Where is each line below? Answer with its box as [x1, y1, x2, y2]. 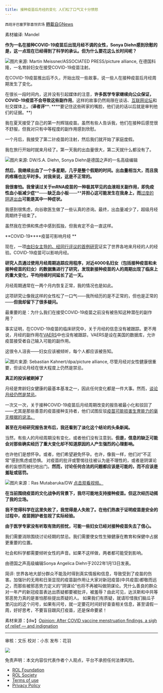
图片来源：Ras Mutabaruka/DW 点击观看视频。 [10, 480, 104, 485]
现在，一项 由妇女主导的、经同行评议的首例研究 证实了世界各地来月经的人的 [5, 243, 154, 249]
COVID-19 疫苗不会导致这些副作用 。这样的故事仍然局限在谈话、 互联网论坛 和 [5, 97, 157, 103]
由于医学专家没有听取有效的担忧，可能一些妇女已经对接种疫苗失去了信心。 [5, 523, 154, 529]
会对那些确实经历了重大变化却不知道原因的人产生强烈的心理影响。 [5, 441, 137, 446]
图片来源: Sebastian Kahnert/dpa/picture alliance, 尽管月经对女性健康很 [10, 359, 152, 365]
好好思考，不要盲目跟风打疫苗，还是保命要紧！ [13, 607, 107, 613]
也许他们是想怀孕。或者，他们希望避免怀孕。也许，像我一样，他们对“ [5, 451, 143, 457]
